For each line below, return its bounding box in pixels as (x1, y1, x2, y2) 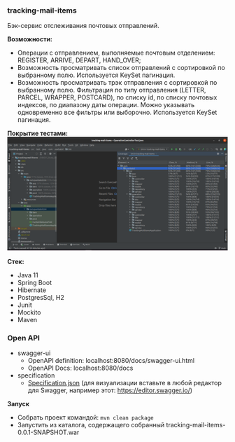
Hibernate (17, 286, 47, 294)
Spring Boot (17, 279, 52, 287)
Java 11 (17, 271, 38, 279)
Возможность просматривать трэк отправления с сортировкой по (17, 78, 218, 87)
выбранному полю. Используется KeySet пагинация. (17, 71, 176, 79)
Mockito (17, 308, 41, 317)
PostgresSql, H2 (17, 293, 64, 302)
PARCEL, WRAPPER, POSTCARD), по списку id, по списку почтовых (17, 93, 218, 102)
